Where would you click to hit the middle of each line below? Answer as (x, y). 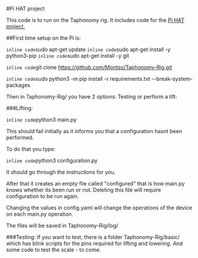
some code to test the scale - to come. (54, 250)
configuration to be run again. (43, 196)
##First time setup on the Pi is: (44, 38)
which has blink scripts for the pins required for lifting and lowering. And (95, 243)
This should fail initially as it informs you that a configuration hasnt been (94, 131)
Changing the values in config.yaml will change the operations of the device (99, 208)
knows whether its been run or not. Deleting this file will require (84, 190)
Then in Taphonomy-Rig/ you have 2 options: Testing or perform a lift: (92, 97)
